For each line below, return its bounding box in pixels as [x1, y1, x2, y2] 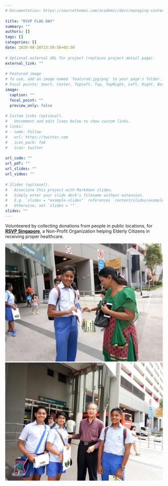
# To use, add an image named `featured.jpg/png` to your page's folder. [5, 76, 162, 82]
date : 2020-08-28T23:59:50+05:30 [5, 45, 75, 50]
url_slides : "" [5, 166, 37, 171]
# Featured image [5, 71, 41, 76]
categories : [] [5, 40, 37, 45]
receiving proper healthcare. [5, 233, 64, 239]
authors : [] [5, 29, 30, 34]
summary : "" [5, 24, 30, 29]
